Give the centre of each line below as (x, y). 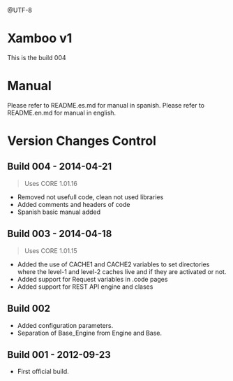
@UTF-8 (20, 10)
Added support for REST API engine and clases (85, 287)
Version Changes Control (82, 141)
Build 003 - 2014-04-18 (60, 234)
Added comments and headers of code (74, 204)
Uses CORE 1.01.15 (51, 250)
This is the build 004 (37, 57)
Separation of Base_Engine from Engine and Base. (90, 333)
